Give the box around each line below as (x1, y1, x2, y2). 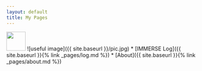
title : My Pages (6, 15, 48, 21)
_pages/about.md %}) (6, 58, 62, 65)
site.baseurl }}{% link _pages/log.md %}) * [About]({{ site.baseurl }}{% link (6, 51, 196, 58)
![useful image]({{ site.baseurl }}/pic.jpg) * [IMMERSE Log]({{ (26, 45, 181, 52)
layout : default (6, 8, 48, 15)
